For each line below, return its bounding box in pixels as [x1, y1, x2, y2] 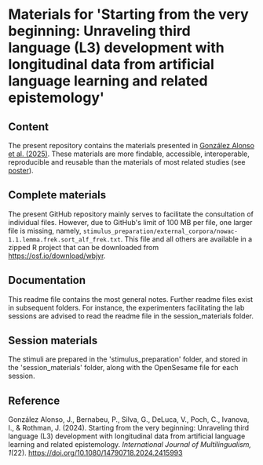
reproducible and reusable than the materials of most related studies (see [8, 158, 246, 166]
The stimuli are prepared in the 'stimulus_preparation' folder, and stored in [8, 354, 248, 364]
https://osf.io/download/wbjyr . [8, 251, 106, 260]
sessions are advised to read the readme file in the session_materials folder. [8, 311, 254, 321]
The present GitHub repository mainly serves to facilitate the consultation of [8, 209, 254, 219]
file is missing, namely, [8, 226, 82, 235]
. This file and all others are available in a [120, 234, 253, 244]
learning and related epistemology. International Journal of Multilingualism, [8, 440, 252, 449]
